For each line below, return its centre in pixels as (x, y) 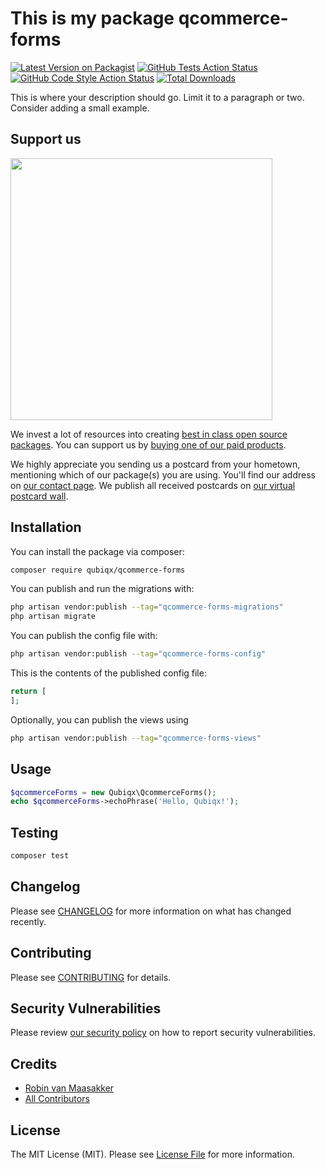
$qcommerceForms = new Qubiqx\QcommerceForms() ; (113, 792)
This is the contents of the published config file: (108, 673)
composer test (40, 856)
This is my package (92, 18)
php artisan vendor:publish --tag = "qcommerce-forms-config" (138, 654)
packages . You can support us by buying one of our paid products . (148, 444)
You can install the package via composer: (97, 551)
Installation (46, 527)
